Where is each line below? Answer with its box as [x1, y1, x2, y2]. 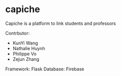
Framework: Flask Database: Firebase [5, 66, 84, 72]
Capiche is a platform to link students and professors [5, 20, 116, 26]
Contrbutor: [5, 30, 29, 36]
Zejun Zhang [12, 56, 40, 62]
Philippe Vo [12, 51, 37, 57]
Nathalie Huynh [12, 45, 45, 51]
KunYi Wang [12, 40, 38, 46]
